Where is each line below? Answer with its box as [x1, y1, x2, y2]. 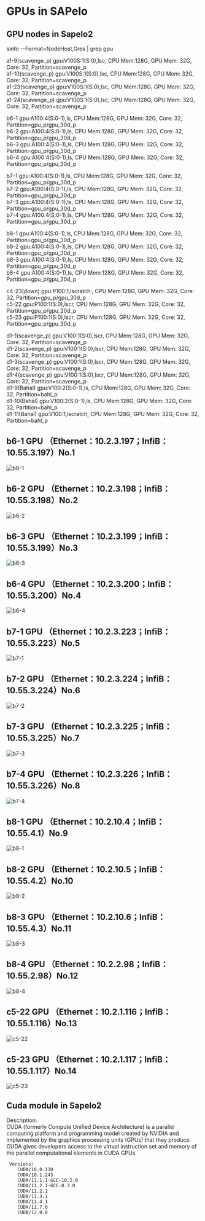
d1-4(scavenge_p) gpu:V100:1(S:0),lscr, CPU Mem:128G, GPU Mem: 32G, [6, 371, 191, 379]
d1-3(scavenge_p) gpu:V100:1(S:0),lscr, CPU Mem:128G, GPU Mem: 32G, [6, 358, 191, 365]
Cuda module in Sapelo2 [6, 1100, 102, 1110]
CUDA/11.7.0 [17, 1204, 48, 1211]
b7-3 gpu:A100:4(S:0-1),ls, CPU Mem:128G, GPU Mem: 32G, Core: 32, [6, 198, 184, 205]
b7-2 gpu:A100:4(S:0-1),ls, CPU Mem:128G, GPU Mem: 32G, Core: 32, [6, 186, 184, 192]
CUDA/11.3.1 [17, 1193, 48, 1199]
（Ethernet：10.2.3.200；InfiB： [47, 579, 174, 589]
